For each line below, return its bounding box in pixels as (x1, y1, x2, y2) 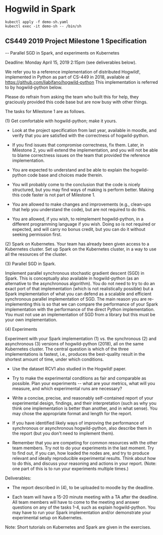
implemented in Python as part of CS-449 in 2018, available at (5, 74, 130, 80)
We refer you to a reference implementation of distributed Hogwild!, (5, 69, 141, 75)
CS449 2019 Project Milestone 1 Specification (5, 37, 147, 45)
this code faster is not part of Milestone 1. (12, 191, 96, 198)
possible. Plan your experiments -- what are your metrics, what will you (12, 380, 155, 386)
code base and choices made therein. (27, 172, 103, 178)
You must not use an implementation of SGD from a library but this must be (5, 311, 156, 317)
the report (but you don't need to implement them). (12, 430, 114, 436)
